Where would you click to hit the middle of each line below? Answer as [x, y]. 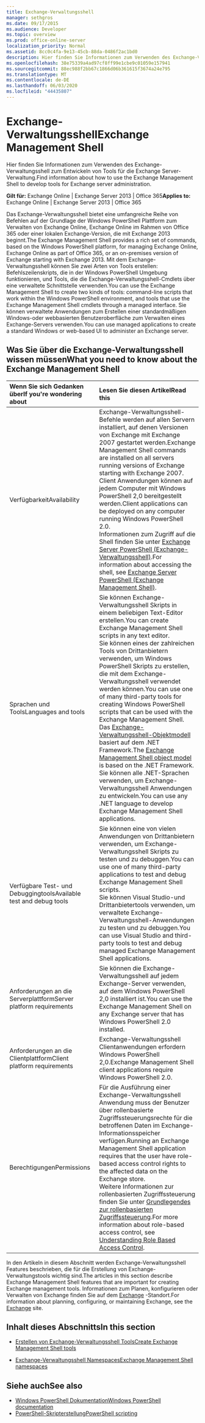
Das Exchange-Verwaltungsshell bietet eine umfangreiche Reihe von [92, 214]
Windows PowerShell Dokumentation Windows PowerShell [88, 1400]
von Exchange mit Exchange [140, 435]
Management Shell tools [45, 1348]
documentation [34, 1407]
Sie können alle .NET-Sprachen [144, 773]
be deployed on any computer [142, 511]
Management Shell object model [146, 758]
